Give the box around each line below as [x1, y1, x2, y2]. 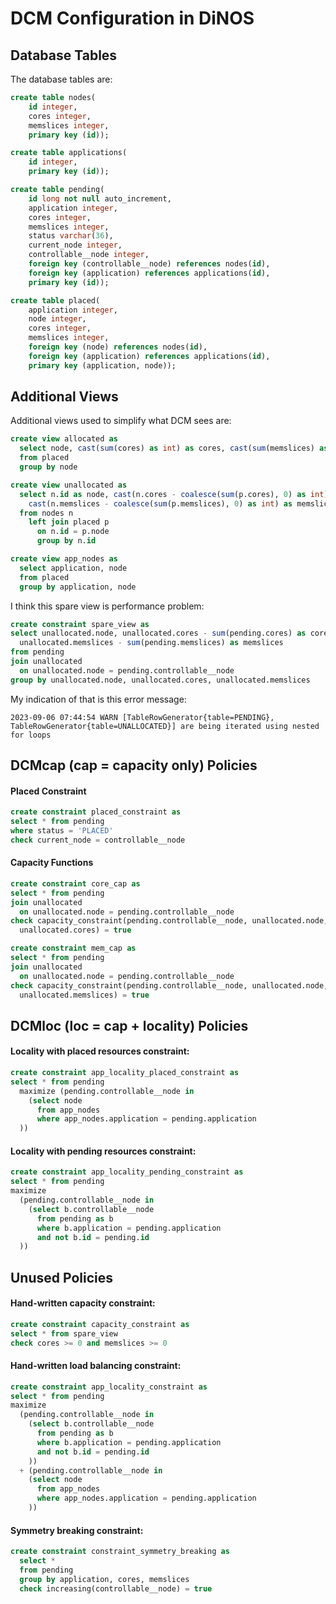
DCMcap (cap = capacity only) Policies [10, 757, 258, 774]
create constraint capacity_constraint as [10, 1319, 190, 1329]
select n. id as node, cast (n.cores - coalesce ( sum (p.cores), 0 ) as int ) [19, 489, 329, 499]
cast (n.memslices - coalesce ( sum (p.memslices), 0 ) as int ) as [28, 498, 293, 509]
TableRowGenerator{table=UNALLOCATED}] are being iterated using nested [10, 721, 320, 731]
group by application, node [19, 582, 137, 592]
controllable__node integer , [28, 250, 150, 260]
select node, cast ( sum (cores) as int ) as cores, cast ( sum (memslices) [19, 443, 315, 454]
